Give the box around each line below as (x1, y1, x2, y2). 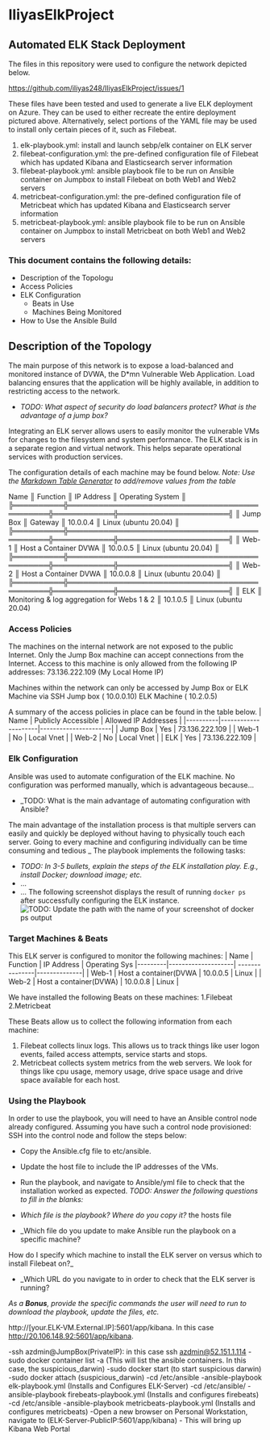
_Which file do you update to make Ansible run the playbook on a (19, 1226, 236, 1236)
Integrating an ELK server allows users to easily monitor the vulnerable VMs (8, 426, 260, 436)
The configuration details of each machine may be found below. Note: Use (8, 468, 255, 478)
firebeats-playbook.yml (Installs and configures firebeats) (68, 1390, 260, 1400)
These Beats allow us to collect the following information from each (8, 1016, 232, 1026)
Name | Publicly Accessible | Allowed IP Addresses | (8, 716, 182, 725)
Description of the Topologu (19, 273, 114, 283)
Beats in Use (31, 298, 75, 308)
